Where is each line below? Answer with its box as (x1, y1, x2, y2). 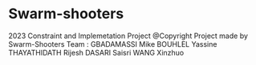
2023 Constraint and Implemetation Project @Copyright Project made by (8, 31, 249, 40)
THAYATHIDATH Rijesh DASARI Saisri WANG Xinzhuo (8, 48, 185, 57)
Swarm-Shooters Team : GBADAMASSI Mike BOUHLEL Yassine (8, 39, 217, 48)
